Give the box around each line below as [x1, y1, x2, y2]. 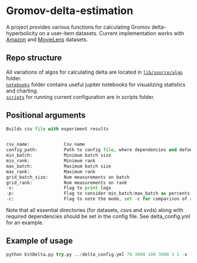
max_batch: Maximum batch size [6, 163, 111, 169]
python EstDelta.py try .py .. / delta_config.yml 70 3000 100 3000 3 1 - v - [6, 251, 193, 257]
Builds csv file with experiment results [6, 126, 109, 132]
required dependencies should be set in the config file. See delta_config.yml [6, 213, 191, 220]
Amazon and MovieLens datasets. [6, 36, 88, 43]
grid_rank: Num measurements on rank [6, 180, 127, 186]
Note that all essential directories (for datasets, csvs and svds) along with [6, 207, 184, 214]
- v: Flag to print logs [6, 185, 111, 191]
